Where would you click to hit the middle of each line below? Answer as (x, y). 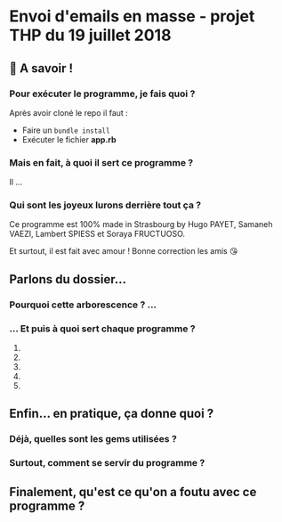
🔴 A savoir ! (41, 68)
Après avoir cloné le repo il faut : (69, 112)
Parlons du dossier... (68, 279)
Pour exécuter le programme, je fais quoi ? (102, 94)
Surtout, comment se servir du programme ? (107, 463)
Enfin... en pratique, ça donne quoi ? (112, 414)
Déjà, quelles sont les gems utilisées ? (93, 439)
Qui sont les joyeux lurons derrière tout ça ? (105, 205)
